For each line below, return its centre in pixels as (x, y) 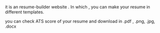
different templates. (25, 12)
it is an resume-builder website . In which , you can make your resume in (78, 7)
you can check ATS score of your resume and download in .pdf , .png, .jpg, (80, 21)
